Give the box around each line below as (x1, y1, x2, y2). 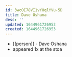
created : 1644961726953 (5, 27, 56, 32)
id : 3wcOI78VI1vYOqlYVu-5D (5, 7, 63, 13)
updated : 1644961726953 (5, 22, 56, 27)
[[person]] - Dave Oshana (12, 41, 67, 47)
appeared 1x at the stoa (12, 46, 62, 52)
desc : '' (5, 17, 24, 22)
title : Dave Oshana (5, 12, 47, 17)
